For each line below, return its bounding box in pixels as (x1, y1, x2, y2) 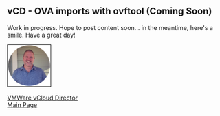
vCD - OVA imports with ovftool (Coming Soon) (7, 5, 212, 17)
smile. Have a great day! (7, 31, 76, 39)
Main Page (7, 101, 38, 109)
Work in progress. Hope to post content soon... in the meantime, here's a (7, 23, 213, 31)
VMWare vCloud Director (7, 93, 78, 102)
